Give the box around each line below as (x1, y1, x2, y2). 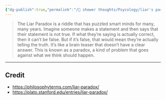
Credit (5, 71, 25, 79)
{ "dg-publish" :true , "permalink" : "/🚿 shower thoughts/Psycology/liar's (5, 7, 154, 12)
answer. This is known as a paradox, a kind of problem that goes (17, 47, 149, 53)
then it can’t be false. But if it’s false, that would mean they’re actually (17, 36, 159, 42)
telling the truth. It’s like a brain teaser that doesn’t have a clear (17, 41, 145, 47)
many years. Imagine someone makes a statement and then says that (17, 26, 159, 32)
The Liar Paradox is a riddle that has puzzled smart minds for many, (17, 21, 155, 27)
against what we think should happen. (17, 52, 95, 58)
